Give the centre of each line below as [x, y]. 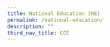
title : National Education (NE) [54, 13]
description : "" [30, 26]
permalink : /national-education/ [55, 20]
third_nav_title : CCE [38, 33]
